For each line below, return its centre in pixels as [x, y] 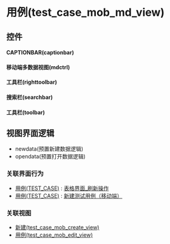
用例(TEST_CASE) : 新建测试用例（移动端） [69, 195]
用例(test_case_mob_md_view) [86, 12]
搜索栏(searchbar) [30, 97]
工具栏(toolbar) [26, 112]
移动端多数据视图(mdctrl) [38, 67]
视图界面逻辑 [30, 133]
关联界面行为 [25, 174]
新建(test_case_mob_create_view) [57, 227]
